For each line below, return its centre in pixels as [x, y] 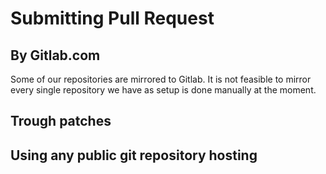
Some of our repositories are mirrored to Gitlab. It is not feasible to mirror [161, 79]
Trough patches [61, 121]
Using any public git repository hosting [134, 155]
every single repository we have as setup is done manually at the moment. [163, 90]
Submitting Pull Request [112, 18]
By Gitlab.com [55, 55]
